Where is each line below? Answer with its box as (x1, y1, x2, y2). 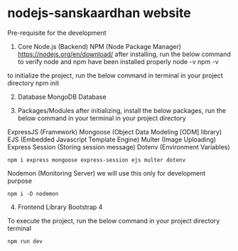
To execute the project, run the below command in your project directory (7, 216, 220, 225)
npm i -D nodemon (7, 190, 59, 197)
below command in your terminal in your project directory (17, 114, 186, 122)
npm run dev (7, 237, 43, 245)
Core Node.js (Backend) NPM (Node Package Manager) (17, 42, 182, 50)
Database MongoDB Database (17, 92, 107, 101)
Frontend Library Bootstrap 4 (17, 203, 103, 211)
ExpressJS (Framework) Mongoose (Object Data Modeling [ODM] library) (7, 127, 222, 136)
